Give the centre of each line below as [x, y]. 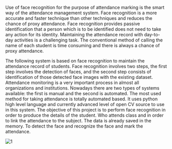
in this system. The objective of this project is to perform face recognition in [85, 110]
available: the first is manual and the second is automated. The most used [83, 93]
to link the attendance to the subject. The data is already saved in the [78, 121]
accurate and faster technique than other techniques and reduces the [79, 18]
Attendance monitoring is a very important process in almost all [72, 82]
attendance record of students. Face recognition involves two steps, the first [86, 66]
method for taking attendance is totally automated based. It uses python [82, 99]
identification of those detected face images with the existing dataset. [79, 77]
